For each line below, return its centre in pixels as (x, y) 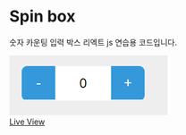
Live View (27, 122)
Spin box (42, 17)
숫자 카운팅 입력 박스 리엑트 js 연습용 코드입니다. (93, 42)
